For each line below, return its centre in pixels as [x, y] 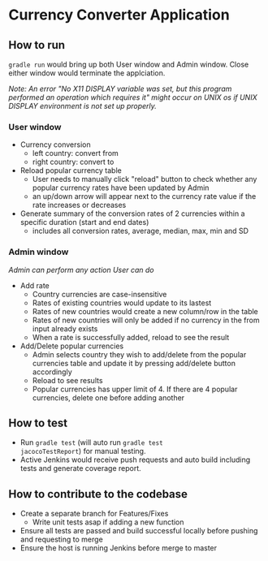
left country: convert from [76, 153]
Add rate [35, 285]
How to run [37, 45]
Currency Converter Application [119, 15]
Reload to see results [67, 380]
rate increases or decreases [79, 205]
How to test [38, 423]
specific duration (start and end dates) [84, 222]
